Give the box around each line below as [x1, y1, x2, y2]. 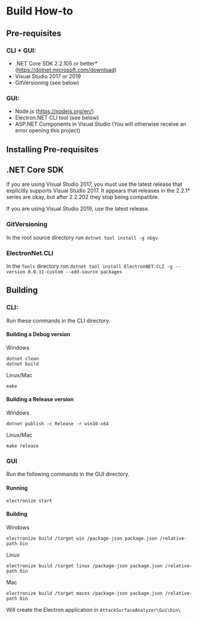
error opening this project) [14, 127, 81, 134]
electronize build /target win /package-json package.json [6, 535, 158, 541]
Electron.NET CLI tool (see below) [14, 114, 99, 122]
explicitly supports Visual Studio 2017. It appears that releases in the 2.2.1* [6, 187, 191, 194]
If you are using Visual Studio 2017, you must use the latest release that [6, 180, 182, 188]
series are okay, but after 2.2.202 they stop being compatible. [6, 194, 159, 201]
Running [6, 484, 28, 491]
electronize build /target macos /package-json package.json [6, 590, 163, 596]
